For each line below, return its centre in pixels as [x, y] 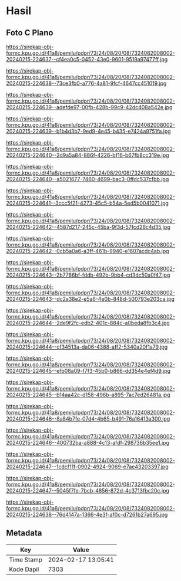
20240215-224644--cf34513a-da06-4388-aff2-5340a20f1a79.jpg [87, 347]
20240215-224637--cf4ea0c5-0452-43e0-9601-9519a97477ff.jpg [87, 59]
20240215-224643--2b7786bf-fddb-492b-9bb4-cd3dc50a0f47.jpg [88, 275]
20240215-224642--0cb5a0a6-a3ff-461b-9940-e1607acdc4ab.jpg [88, 251]
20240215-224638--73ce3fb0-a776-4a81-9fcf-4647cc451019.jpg [86, 83]
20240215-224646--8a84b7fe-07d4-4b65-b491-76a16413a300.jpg [88, 419]
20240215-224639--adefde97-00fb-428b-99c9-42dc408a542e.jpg [89, 107]
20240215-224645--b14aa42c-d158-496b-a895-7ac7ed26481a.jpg [88, 395]
